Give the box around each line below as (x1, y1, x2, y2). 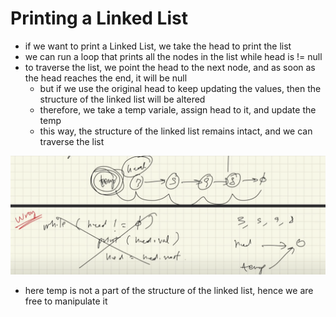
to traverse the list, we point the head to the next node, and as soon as (24, 61, 316, 73)
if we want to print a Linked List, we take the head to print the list (24, 40, 292, 52)
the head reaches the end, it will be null (24, 72, 188, 84)
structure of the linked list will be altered (39, 93, 206, 105)
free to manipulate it (24, 295, 108, 307)
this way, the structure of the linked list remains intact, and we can (39, 125, 313, 137)
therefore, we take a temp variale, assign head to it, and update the (39, 103, 317, 116)
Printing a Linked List (10, 7, 188, 30)
